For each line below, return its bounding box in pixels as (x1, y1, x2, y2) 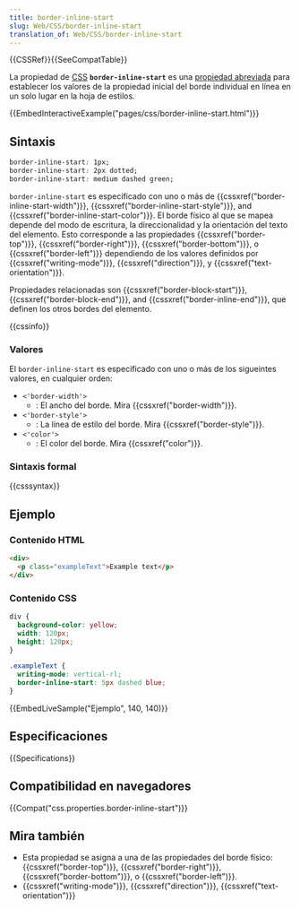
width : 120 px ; (17, 628, 70, 637)
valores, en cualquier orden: (9, 373, 113, 384)
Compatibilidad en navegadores (9, 779, 192, 794)
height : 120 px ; (17, 637, 74, 646)
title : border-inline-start (9, 13, 115, 22)
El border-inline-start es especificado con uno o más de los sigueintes (9, 364, 277, 375)
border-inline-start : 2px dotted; (9, 167, 139, 176)
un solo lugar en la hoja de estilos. (9, 91, 136, 101)
